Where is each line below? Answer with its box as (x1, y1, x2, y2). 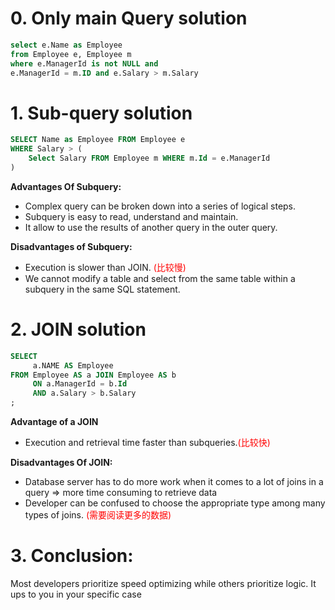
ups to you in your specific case (10, 588, 142, 600)
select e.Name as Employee (10, 40, 123, 50)
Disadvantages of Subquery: (10, 240, 133, 252)
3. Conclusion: (10, 545, 134, 567)
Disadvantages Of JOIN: (10, 457, 113, 469)
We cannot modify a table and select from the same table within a (24, 272, 296, 284)
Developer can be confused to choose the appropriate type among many (24, 497, 326, 509)
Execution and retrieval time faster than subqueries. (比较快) (24, 437, 271, 449)
